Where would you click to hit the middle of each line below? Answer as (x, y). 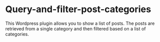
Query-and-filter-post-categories (78, 9)
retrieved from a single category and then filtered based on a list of (76, 28)
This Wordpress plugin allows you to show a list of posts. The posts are (80, 23)
